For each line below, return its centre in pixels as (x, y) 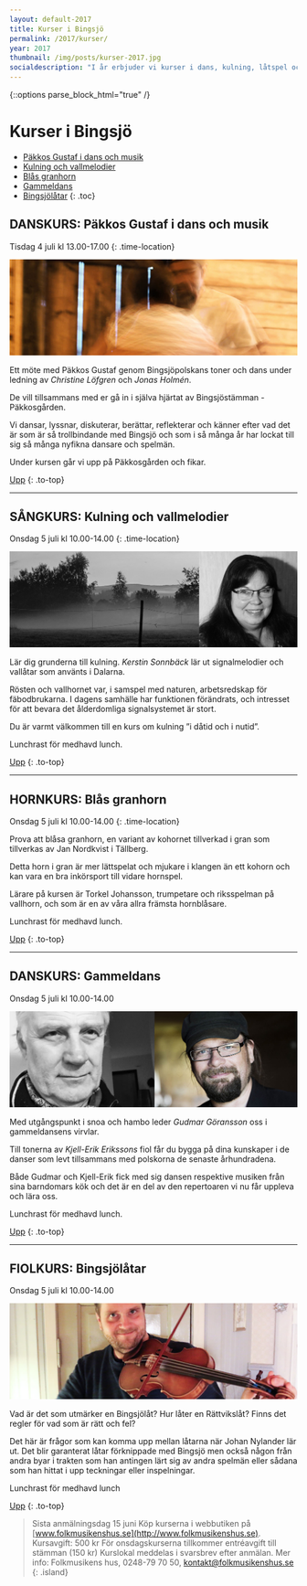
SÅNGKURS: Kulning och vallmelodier (119, 516)
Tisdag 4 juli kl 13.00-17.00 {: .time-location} (92, 246)
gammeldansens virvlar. (54, 1131)
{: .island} (50, 1572)
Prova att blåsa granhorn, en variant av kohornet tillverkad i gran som (140, 839)
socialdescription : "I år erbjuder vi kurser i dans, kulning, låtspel (148, 68)
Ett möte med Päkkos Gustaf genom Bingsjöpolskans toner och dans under (151, 369)
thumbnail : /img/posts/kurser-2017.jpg (85, 58)
